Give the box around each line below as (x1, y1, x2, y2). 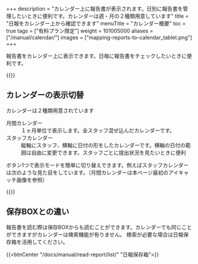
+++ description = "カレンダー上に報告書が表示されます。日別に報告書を (6, 5, 183, 12)
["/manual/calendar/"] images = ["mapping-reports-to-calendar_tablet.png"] (6, 34, 193, 41)
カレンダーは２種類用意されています (6, 107, 95, 114)
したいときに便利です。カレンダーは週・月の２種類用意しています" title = (11, 12, 189, 19)
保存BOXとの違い (6, 207, 70, 217)
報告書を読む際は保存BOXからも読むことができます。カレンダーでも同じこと (6, 223, 192, 230)
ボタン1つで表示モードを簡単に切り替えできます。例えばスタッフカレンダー (6, 161, 189, 168)
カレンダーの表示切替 (6, 90, 84, 100)
